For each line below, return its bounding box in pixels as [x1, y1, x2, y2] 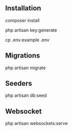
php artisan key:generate [5, 27, 57, 33]
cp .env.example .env [5, 37, 49, 43]
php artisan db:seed [5, 92, 47, 98]
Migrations [5, 51, 40, 60]
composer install [5, 17, 40, 23]
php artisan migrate [5, 65, 46, 71]
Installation [5, 4, 41, 13]
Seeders [5, 79, 32, 88]
